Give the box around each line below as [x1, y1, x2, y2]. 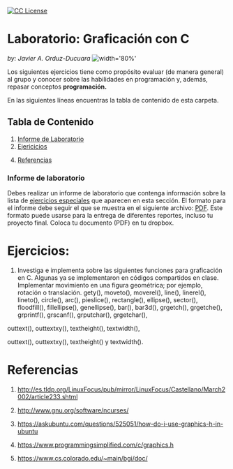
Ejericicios [17, 142, 47, 150]
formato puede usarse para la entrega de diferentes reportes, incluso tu [7, 211, 213, 220]
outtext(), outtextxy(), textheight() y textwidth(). [7, 337, 144, 345]
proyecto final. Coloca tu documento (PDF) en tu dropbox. [7, 218, 174, 227]
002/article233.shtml [17, 392, 78, 401]
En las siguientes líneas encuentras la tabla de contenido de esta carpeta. [7, 96, 219, 104]
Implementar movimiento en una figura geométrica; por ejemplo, [17, 281, 203, 289]
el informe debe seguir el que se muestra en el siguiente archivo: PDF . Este [7, 204, 223, 212]
